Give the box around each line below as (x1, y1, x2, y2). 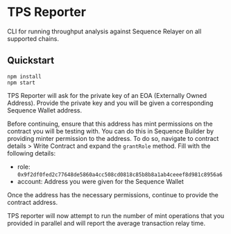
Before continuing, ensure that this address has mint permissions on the (7, 119, 213, 128)
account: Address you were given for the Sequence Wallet (17, 177, 184, 185)
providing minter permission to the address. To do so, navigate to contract (7, 134, 219, 142)
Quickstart (7, 55, 55, 67)
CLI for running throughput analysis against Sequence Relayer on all (7, 27, 202, 35)
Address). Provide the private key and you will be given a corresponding (7, 99, 214, 107)
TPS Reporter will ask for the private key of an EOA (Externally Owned (7, 91, 207, 99)
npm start (7, 79, 36, 86)
